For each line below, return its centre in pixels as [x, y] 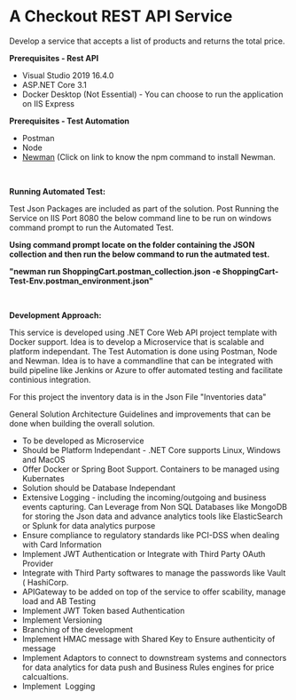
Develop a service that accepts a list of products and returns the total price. [147, 41]
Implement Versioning [62, 620]
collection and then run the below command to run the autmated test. [140, 254]
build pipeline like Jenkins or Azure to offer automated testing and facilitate [146, 370]
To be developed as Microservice [83, 441]
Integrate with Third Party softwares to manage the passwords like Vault [154, 573]
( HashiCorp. [45, 582]
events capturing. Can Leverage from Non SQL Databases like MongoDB [155, 506]
